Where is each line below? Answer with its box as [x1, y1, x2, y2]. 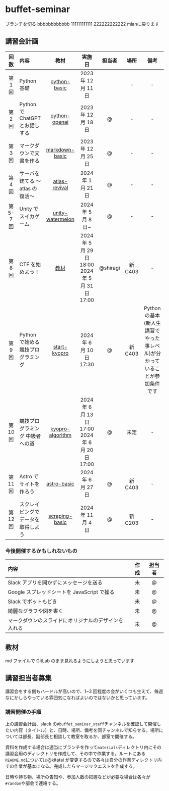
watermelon [46, 216, 74, 223]
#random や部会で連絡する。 [5, 780, 61, 786]
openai [52, 118, 69, 125]
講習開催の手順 [5, 708, 42, 715]
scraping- [48, 512, 73, 519]
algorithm [49, 431, 72, 438]
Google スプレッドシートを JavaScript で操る [8, 588, 115, 596]
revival [52, 184, 68, 191]
